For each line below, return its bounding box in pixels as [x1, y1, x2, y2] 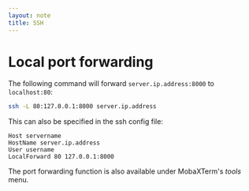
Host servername [8, 132, 61, 140]
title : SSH [8, 19, 44, 27]
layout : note [8, 11, 51, 20]
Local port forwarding [8, 53, 154, 71]
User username [8, 146, 55, 154]
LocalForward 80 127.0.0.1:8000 [8, 153, 114, 161]
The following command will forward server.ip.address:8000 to [8, 79, 214, 88]
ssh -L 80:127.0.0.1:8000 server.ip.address [8, 103, 157, 110]
